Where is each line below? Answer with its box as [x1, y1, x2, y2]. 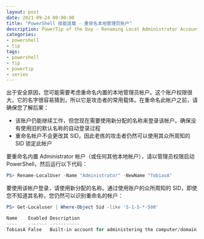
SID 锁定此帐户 [15, 140, 53, 147]
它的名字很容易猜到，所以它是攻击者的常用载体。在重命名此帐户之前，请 [16, 96, 198, 104]
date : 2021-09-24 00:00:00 [6, 15, 75, 21]
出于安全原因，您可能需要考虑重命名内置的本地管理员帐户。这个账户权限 [6, 89, 187, 96]
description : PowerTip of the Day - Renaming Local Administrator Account [6, 26, 200, 32]
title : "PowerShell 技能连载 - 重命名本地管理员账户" [6, 20, 132, 26]
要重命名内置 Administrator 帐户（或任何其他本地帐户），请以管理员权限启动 [6, 153, 195, 160]
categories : [6, 32, 36, 38]
